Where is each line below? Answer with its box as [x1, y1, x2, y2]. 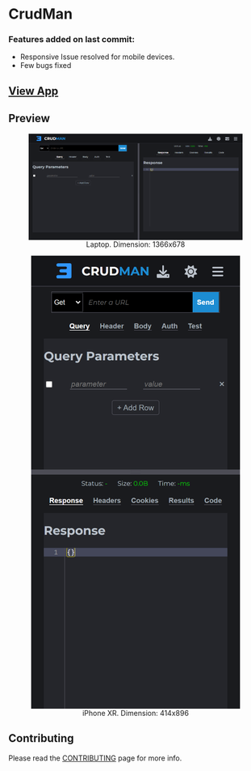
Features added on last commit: [8, 34, 136, 45]
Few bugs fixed [19, 61, 72, 70]
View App [8, 84, 59, 98]
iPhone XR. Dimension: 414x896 [82, 708, 190, 718]
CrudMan [8, 5, 73, 23]
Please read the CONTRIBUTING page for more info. [8, 753, 182, 763]
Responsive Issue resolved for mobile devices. [19, 52, 175, 61]
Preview [8, 112, 51, 125]
